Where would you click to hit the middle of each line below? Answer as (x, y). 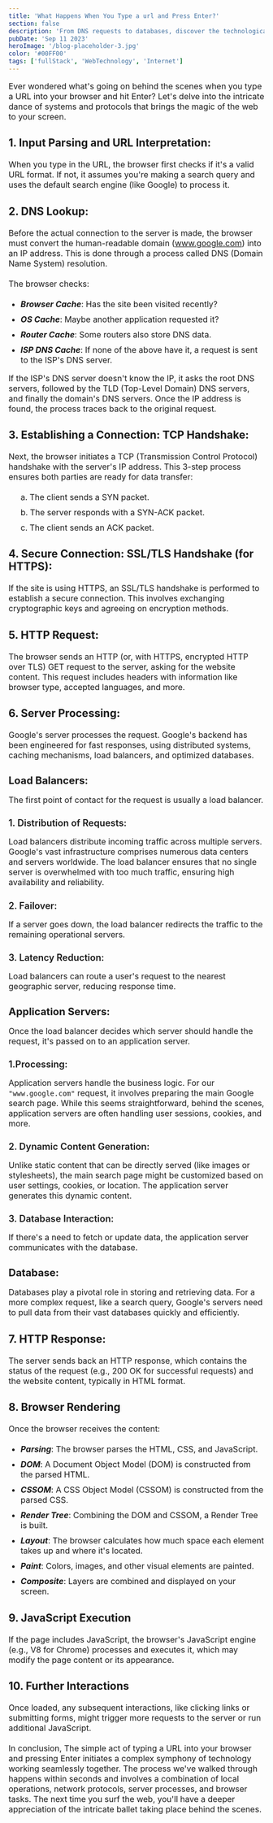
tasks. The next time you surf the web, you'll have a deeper (122, 1799)
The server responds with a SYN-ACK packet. (117, 513)
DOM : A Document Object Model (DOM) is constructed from (135, 1465)
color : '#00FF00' (38, 54)
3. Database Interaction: (61, 1219)
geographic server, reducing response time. (92, 986)
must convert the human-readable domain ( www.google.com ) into (135, 243)
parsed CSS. (44, 1500)
